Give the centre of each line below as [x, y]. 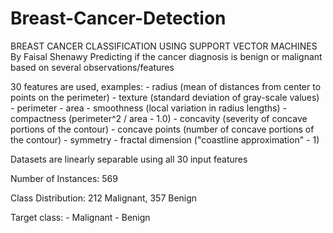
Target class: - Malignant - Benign [80, 217]
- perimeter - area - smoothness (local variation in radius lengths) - [148, 108]
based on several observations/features [92, 67]
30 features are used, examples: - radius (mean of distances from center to [166, 86]
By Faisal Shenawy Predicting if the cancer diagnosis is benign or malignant [166, 56]
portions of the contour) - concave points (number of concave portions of [162, 129]
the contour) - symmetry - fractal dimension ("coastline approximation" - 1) [165, 139]
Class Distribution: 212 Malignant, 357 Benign [104, 198]
